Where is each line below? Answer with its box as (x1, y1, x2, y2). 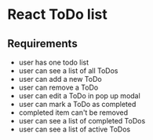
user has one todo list (18, 57, 89, 67)
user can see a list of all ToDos (18, 66, 118, 76)
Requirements (7, 37, 78, 50)
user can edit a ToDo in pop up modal (18, 91, 140, 100)
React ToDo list (7, 6, 107, 24)
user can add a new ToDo (18, 75, 103, 83)
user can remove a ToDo (18, 83, 99, 92)
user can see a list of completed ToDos (18, 116, 146, 125)
